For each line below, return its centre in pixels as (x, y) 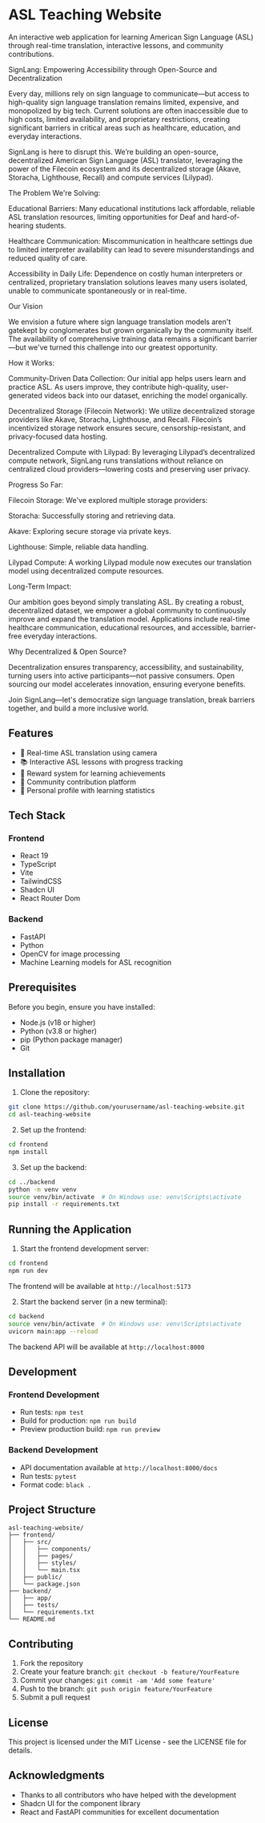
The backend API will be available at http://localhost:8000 (106, 1347)
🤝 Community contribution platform (78, 782)
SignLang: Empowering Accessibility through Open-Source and (113, 69)
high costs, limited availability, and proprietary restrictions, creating (119, 119)
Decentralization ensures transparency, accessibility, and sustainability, (126, 666)
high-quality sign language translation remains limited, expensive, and (124, 102)
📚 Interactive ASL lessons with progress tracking (101, 762)
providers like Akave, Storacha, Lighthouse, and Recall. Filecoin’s (115, 419)
